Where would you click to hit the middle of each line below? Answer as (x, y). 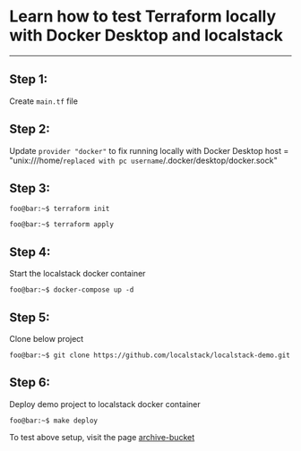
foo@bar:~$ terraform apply (62, 225)
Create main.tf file (44, 101)
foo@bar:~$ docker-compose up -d (72, 290)
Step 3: (30, 188)
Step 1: (29, 79)
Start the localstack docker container (77, 274)
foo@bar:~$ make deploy (54, 421)
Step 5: (30, 317)
